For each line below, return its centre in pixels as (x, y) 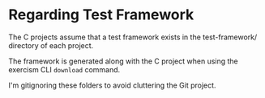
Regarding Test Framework (101, 15)
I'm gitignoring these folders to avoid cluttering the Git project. (112, 85)
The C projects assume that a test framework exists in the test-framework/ (133, 37)
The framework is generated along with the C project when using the (124, 61)
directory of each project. (51, 45)
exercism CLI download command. (64, 69)
